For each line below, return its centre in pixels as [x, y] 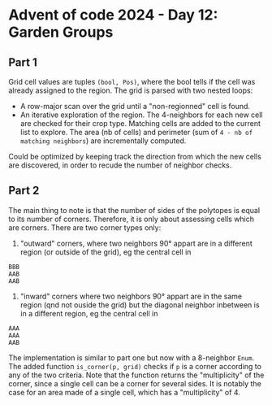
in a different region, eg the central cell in [89, 313]
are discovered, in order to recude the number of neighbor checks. [120, 165]
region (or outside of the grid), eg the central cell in [106, 252]
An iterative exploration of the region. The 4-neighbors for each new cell [141, 115]
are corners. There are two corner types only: [85, 227]
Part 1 [23, 62]
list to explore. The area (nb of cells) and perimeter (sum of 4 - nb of [136, 132]
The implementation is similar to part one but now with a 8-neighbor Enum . [131, 357]
